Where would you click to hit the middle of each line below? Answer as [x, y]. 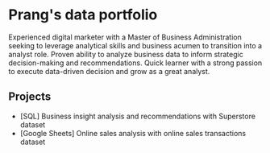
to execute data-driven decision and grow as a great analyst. [109, 71]
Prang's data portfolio [83, 15]
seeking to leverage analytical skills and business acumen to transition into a [135, 45]
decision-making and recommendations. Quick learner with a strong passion [135, 63]
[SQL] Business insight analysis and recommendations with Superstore [138, 116]
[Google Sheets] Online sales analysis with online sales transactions [133, 133]
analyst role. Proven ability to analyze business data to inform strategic [126, 54]
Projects [30, 97]
